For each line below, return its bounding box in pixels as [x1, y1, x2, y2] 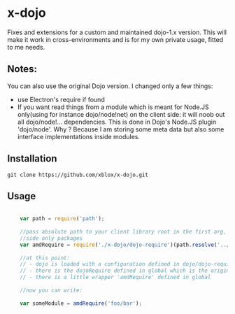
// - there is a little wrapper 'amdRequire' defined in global [20, 274, 211, 281]
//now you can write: [20, 287, 83, 294]
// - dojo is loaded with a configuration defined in [20, 261, 180, 268]
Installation [7, 152, 57, 165]
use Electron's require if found [17, 95, 105, 104]
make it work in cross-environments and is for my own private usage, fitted [7, 35, 224, 43]
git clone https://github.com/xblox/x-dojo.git [7, 171, 149, 178]
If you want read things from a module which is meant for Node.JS [17, 103, 210, 111]
